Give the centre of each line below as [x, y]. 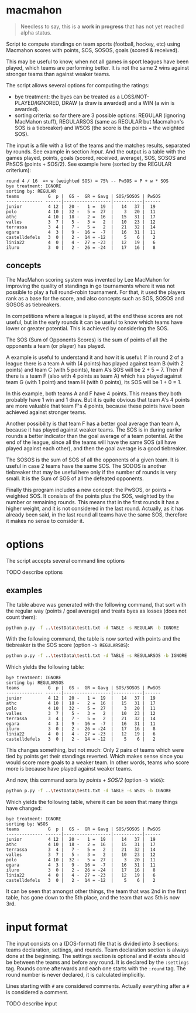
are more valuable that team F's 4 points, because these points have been [95, 406]
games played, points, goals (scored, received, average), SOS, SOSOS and [96, 158]
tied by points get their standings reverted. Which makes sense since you [94, 757]
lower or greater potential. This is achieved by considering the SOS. [87, 328]
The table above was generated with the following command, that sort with [96, 604]
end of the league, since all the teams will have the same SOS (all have [91, 442]
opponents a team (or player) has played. [56, 345]
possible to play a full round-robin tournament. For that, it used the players [96, 292]
